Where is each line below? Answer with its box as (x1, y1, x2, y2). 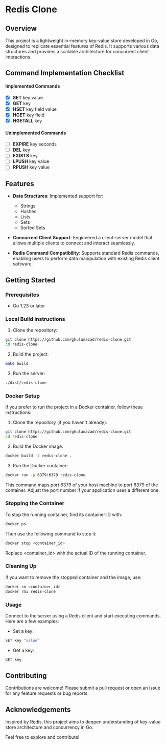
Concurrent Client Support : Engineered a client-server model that (12, 235, 153, 241)
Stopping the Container (5, 500, 65, 507)
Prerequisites (5, 291, 39, 298)
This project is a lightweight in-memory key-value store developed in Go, (5, 37, 159, 44)
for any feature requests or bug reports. (5, 690, 89, 696)
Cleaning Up (5, 563, 37, 570)
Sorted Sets (20, 224, 45, 231)
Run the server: (12, 370, 45, 376)
